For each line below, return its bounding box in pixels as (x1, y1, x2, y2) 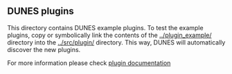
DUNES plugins (7, 5, 74, 17)
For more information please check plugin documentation (7, 58, 171, 67)
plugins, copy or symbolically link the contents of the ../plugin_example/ (7, 31, 213, 39)
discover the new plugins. (7, 45, 81, 53)
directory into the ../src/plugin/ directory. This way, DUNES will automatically (7, 38, 226, 47)
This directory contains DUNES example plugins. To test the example (7, 23, 204, 32)
